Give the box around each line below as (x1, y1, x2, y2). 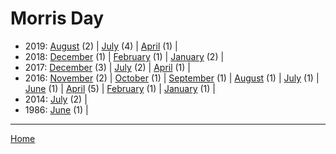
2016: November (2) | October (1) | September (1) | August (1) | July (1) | (24, 72, 320, 84)
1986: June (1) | (24, 103, 89, 116)
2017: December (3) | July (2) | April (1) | (24, 61, 192, 73)
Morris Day (10, 7, 105, 30)
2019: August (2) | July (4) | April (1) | (24, 40, 178, 52)
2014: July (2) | (24, 93, 88, 105)
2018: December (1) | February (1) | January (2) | (24, 50, 225, 62)
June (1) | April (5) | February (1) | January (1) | (24, 82, 216, 94)
